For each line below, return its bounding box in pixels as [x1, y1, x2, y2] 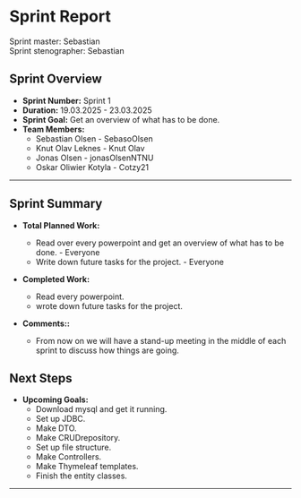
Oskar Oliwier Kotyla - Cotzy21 [35, 161, 150, 172]
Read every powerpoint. [35, 291, 125, 302]
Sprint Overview [9, 72, 103, 87]
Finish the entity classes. [35, 470, 128, 481]
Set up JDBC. [35, 414, 86, 425]
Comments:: [21, 318, 70, 329]
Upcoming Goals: [21, 394, 89, 405]
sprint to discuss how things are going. [35, 345, 179, 356]
